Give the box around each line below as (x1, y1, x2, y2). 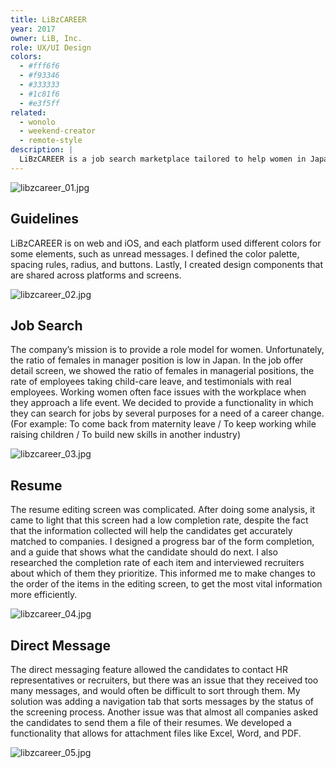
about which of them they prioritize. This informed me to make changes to (10, 567, 316, 580)
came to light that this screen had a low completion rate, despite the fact (10, 514, 309, 526)
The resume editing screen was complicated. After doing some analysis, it (10, 504, 316, 516)
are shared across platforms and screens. (10, 269, 182, 281)
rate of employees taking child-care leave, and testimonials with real (10, 376, 292, 388)
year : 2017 (10, 24, 56, 34)
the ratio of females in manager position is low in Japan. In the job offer (10, 354, 304, 366)
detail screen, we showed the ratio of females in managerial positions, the (10, 365, 315, 377)
